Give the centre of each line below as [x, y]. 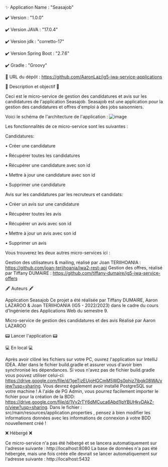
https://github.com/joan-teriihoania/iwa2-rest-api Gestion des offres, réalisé [84, 268]
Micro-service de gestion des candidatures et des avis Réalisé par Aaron [80, 320]
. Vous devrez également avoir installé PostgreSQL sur [97, 386]
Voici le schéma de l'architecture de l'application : [57, 117]
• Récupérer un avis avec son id [38, 223]
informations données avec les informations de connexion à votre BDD [78, 418]
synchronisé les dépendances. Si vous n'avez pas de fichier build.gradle [80, 370]
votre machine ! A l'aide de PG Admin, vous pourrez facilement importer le [82, 391]
